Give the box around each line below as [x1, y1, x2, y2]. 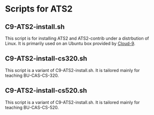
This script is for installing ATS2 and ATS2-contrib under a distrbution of [5, 35, 149, 41]
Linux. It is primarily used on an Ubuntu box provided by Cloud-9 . [5, 41, 136, 46]
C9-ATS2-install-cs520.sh [5, 86, 87, 95]
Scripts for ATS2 [5, 3, 73, 14]
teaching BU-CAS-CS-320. [5, 72, 59, 78]
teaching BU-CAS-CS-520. [5, 104, 59, 110]
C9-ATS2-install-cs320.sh [5, 55, 87, 63]
